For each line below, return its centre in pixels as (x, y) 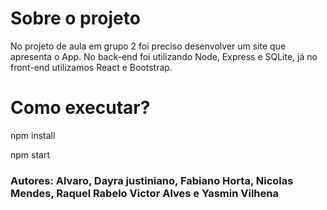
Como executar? (80, 108)
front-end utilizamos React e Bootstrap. (91, 67)
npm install (33, 135)
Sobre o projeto (75, 18)
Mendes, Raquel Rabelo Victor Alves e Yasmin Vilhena (144, 193)
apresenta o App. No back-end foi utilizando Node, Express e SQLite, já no (164, 56)
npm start (30, 154)
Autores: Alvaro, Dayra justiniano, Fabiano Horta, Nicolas (152, 180)
